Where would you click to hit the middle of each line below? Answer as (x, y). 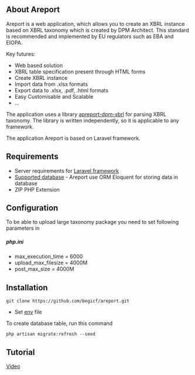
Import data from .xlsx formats (51, 84)
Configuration (32, 208)
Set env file (28, 312)
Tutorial (20, 352)
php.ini (15, 242)
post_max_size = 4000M (44, 269)
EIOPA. (14, 42)
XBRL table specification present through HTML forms (80, 71)
